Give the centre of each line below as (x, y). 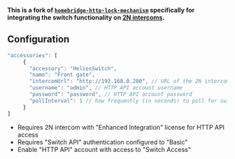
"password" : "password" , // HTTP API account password (111, 94)
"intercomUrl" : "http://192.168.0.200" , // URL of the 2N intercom (129, 82)
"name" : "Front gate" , (62, 75)
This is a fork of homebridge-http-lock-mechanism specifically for (101, 10)
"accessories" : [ (33, 55)
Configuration (38, 39)
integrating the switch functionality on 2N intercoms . (86, 17)
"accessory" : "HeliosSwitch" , (73, 68)
